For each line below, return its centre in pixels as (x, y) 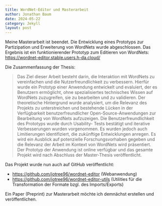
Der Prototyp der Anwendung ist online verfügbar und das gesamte (85, 150)
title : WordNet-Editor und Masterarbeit (47, 10)
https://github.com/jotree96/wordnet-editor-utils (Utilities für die (77, 179)
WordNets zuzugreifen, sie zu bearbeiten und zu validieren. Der (81, 98)
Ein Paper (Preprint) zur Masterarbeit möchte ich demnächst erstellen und (80, 194)
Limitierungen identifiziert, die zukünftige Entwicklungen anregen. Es (86, 134)
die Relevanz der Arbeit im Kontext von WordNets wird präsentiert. (84, 145)
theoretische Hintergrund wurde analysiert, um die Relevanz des (82, 103)
